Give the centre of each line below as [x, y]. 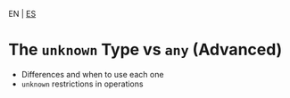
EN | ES [22, 14]
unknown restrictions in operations [82, 84]
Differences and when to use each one [92, 74]
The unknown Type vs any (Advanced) [145, 50]
